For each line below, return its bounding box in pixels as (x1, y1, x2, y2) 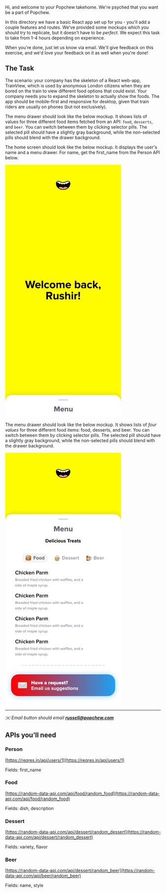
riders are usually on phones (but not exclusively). (5, 104, 107, 110)
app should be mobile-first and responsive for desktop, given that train (5, 98, 149, 104)
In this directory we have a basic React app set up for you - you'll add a (5, 19, 151, 25)
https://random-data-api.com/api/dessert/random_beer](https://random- (6, 868, 155, 874)
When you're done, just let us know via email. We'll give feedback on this (5, 45, 154, 50)
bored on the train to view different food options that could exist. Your (5, 88, 147, 94)
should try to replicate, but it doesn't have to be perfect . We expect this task (5, 30, 160, 35)
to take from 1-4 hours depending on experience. (5, 35, 105, 41)
